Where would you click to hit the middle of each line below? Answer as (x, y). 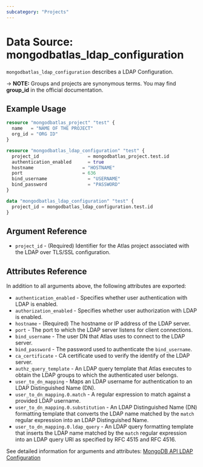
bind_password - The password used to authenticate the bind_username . (104, 349)
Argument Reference (47, 231)
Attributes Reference (47, 271)
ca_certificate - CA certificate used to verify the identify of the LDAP (102, 356)
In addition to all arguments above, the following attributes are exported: (96, 286)
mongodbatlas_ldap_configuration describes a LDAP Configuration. (90, 72)
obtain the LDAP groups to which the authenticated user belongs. (97, 375)
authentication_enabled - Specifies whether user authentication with (101, 298)
